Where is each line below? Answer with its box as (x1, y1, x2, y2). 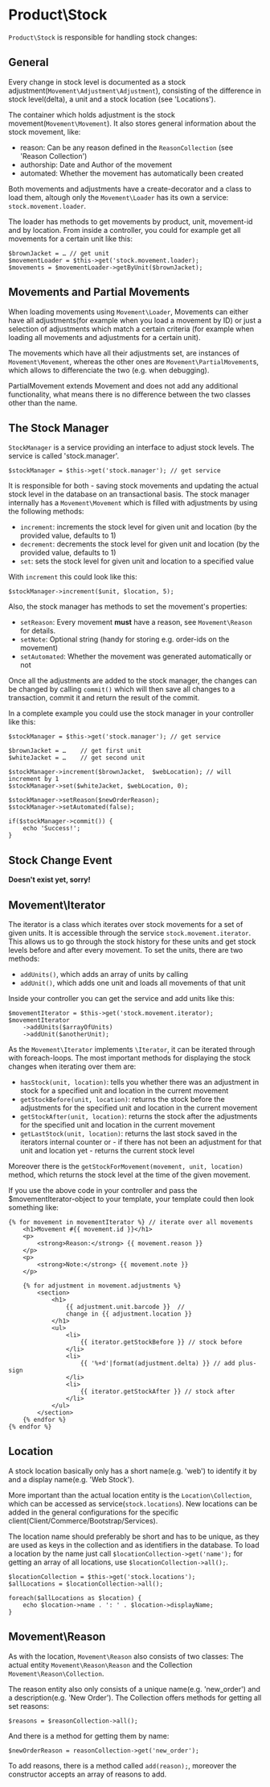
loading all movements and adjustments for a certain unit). (8, 332, 201, 342)
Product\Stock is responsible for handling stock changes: (8, 32, 198, 42)
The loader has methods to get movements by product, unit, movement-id (8, 216, 253, 226)
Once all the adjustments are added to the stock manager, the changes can (8, 675, 257, 686)
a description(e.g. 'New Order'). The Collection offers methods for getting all (8, 1693, 262, 1702)
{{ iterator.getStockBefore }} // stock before (80, 1338, 243, 1346)
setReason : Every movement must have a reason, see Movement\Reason (19, 617, 253, 627)
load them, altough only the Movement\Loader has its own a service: (8, 192, 229, 202)
